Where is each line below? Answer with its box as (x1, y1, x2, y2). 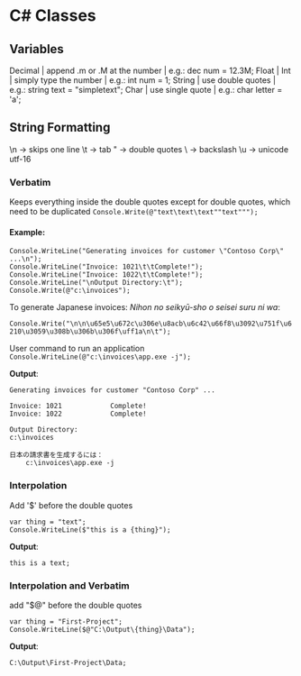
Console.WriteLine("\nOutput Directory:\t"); (9, 279, 183, 288)
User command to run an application (9, 343, 145, 354)
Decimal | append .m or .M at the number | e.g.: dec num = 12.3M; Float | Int (9, 65, 291, 76)
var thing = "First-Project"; (9, 617, 123, 626)
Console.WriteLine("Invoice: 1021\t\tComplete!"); (9, 262, 204, 271)
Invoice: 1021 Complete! (9, 402, 147, 411)
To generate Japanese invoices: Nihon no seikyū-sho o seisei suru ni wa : (9, 302, 281, 313)
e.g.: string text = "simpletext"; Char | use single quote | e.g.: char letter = (9, 85, 283, 95)
